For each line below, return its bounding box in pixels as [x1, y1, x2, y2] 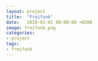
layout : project [6, 8, 45, 15]
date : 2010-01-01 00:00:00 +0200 [6, 19, 93, 25]
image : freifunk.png [6, 24, 57, 31]
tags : [6, 41, 19, 47]
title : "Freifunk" [6, 14, 54, 20]
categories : [6, 30, 35, 36]
